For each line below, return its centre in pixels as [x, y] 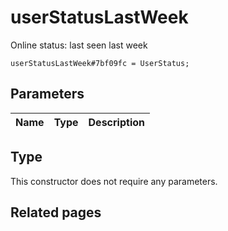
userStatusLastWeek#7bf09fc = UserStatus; [100, 63]
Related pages [56, 212]
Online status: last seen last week [79, 45]
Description [116, 122]
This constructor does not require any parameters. [114, 181]
